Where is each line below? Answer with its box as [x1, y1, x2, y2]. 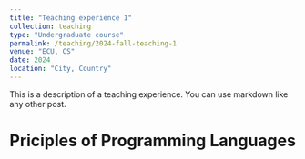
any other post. [9, 98, 66, 109]
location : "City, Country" [9, 65, 112, 74]
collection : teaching [9, 22, 92, 31]
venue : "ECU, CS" [9, 47, 76, 56]
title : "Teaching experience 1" [9, 13, 132, 23]
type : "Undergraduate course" [9, 30, 125, 39]
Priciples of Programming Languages [9, 131, 296, 151]
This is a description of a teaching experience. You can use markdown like [9, 88, 289, 100]
